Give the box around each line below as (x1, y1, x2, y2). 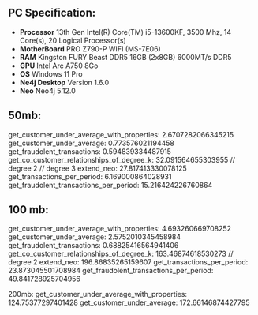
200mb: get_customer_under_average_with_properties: (8, 290, 188, 299)
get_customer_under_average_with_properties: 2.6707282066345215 (8, 129, 234, 139)
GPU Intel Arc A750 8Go (19, 61, 99, 70)
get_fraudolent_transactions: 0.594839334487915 (8, 146, 172, 156)
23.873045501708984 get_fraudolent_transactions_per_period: (8, 266, 214, 276)
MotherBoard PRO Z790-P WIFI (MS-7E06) (19, 43, 162, 54)
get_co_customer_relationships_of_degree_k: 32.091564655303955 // (8, 155, 235, 164)
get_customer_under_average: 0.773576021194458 (8, 138, 175, 148)
